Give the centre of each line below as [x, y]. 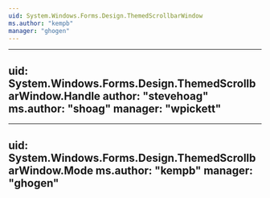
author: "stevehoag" [155, 96]
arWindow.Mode [51, 170]
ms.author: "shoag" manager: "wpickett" [115, 108]
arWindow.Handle [54, 96]
